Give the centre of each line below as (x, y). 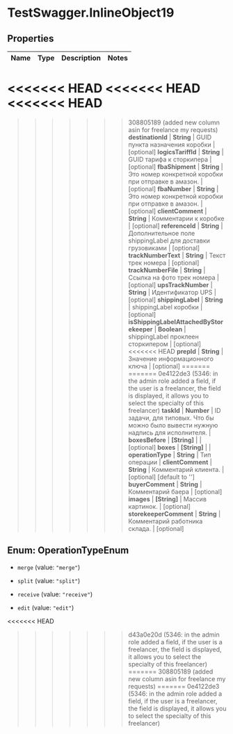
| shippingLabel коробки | (166, 307)
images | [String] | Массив (168, 499)
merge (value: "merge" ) (49, 567)
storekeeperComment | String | (175, 514)
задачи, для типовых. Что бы (171, 418)
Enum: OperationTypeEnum (68, 550)
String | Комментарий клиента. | (176, 469)
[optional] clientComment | (168, 211)
